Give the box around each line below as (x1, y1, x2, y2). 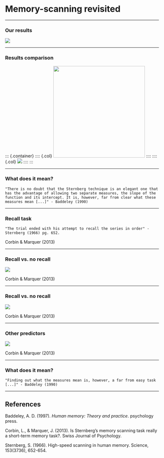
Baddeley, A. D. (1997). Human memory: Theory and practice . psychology (5, 413, 154, 419)
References (5, 400, 41, 408)
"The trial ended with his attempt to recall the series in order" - (5, 226, 150, 231)
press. (5, 418, 18, 424)
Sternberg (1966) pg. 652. (5, 230, 60, 235)
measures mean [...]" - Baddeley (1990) (5, 199, 89, 204)
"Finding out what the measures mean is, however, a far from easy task (5, 378, 156, 383)
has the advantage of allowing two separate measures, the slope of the (5, 190, 156, 196)
